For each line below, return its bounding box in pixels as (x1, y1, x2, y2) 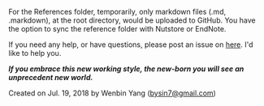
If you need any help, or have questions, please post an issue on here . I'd (8, 40, 253, 49)
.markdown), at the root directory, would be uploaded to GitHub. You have (8, 15, 256, 25)
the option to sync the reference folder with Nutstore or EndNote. (8, 24, 227, 33)
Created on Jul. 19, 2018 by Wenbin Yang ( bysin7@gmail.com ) (8, 88, 217, 98)
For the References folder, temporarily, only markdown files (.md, (8, 7, 226, 16)
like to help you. (8, 49, 62, 57)
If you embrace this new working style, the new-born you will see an (8, 64, 245, 74)
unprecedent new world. (8, 73, 93, 82)
